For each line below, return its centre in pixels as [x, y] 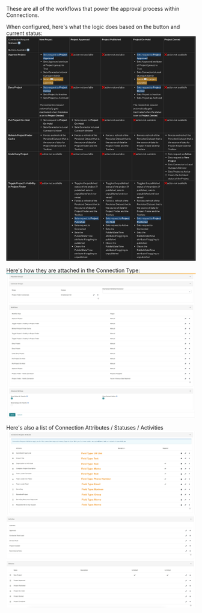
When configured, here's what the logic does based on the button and [93, 27]
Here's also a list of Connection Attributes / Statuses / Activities [85, 428]
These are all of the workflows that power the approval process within [93, 9]
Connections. [23, 15]
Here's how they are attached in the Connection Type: [73, 270]
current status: [24, 33]
